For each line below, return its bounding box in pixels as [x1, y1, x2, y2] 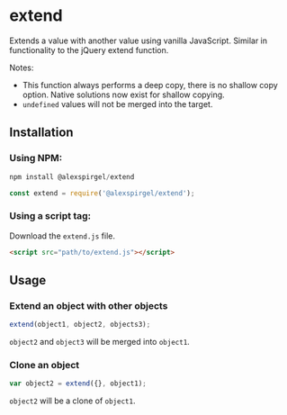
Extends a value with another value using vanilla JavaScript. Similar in [9, 35, 268, 46]
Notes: [9, 62, 34, 73]
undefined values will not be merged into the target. [22, 98, 213, 109]
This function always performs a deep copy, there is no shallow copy [22, 79, 279, 90]
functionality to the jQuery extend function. [9, 44, 169, 55]
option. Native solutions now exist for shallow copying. [22, 89, 225, 100]
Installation [9, 125, 74, 140]
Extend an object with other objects [9, 299, 168, 311]
